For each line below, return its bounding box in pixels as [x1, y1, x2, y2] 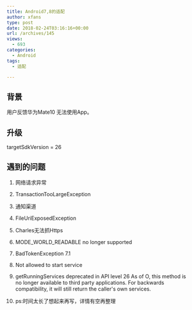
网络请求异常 [15, 179, 47, 186]
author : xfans [6, 14, 42, 20]
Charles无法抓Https [15, 226, 64, 233]
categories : [6, 47, 36, 53]
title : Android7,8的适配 [6, 8, 65, 15]
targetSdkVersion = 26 [6, 144, 62, 150]
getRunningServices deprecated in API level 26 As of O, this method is [15, 272, 186, 280]
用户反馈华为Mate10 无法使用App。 [6, 108, 92, 116]
